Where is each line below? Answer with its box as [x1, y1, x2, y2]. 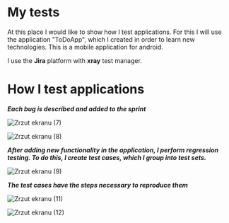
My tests [7, 4, 60, 21]
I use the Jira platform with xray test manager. [7, 56, 143, 64]
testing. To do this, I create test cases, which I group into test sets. [7, 153, 206, 161]
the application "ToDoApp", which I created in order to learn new [7, 35, 196, 43]
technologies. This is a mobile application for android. [7, 42, 164, 51]
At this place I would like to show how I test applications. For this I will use [7, 28, 222, 36]
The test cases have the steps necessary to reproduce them [7, 181, 189, 189]
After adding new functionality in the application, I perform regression [7, 146, 219, 154]
